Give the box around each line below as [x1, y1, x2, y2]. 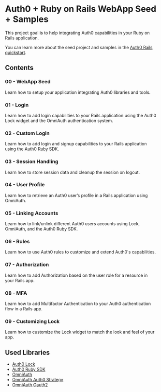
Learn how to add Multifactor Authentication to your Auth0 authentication [5, 301, 151, 306]
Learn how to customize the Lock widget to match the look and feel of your [5, 329, 155, 335]
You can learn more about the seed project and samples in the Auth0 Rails [5, 44, 153, 50]
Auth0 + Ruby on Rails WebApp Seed [5, 3, 157, 15]
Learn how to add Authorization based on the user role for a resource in [5, 272, 148, 278]
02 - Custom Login [5, 130, 50, 137]
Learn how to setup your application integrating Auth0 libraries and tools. [5, 89, 151, 95]
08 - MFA [5, 289, 28, 296]
